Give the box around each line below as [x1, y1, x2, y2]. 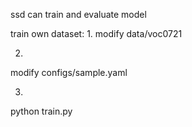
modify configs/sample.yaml [10, 67, 128, 78]
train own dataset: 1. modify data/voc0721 [10, 28, 183, 39]
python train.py [10, 105, 73, 117]
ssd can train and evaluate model [10, 9, 147, 20]
